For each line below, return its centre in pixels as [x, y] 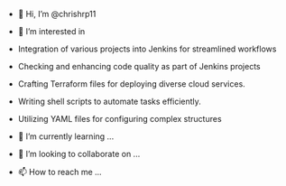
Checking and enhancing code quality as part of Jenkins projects [139, 66]
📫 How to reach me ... [60, 172]
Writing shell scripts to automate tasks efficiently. [109, 101]
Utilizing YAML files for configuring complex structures [120, 119]
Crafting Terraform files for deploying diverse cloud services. [131, 84]
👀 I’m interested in [51, 31]
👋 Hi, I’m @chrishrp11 [57, 14]
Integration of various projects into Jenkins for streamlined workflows [147, 49]
